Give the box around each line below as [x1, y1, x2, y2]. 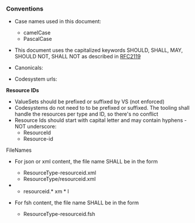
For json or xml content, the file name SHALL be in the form [14, 158, 158, 165]
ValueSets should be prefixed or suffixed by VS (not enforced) [14, 98, 165, 105]
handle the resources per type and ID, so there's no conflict [14, 110, 159, 118]
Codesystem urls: [14, 75, 57, 83]
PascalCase [23, 36, 52, 43]
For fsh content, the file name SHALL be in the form [14, 199, 139, 206]
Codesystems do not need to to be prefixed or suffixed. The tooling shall [14, 104, 190, 111]
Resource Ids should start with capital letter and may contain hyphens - [14, 117, 187, 124]
